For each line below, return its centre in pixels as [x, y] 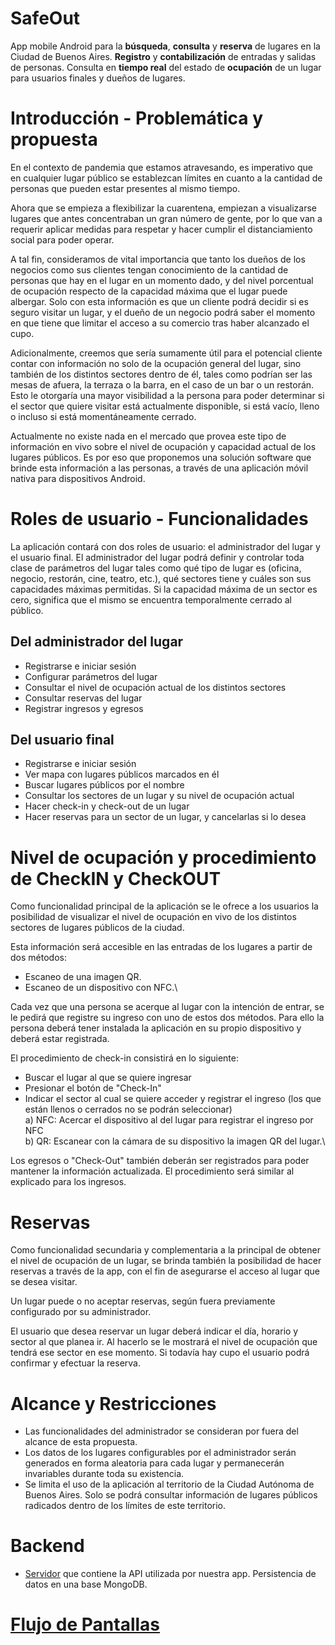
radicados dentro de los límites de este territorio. [125, 1506]
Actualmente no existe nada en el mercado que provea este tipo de [148, 436]
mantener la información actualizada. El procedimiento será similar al [152, 1171]
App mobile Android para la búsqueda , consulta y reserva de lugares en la [165, 46]
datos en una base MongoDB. [86, 1584]
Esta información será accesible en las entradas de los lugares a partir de [161, 947]
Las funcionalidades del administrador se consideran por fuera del [161, 1431]
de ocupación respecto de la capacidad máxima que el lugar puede [149, 291]
